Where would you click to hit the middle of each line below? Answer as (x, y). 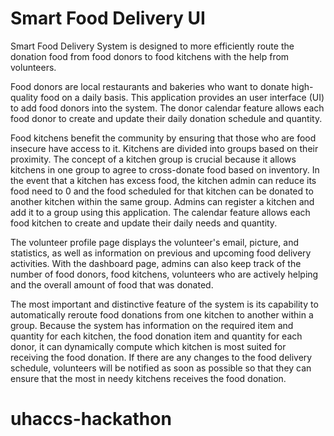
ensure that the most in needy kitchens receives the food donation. (148, 378)
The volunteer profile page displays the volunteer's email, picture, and (154, 242)
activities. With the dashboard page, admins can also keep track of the (156, 263)
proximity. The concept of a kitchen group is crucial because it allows (153, 159)
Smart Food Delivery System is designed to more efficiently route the (152, 46)
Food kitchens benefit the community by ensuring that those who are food (163, 138)
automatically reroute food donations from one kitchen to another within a (162, 314)
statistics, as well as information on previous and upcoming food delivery (161, 253)
